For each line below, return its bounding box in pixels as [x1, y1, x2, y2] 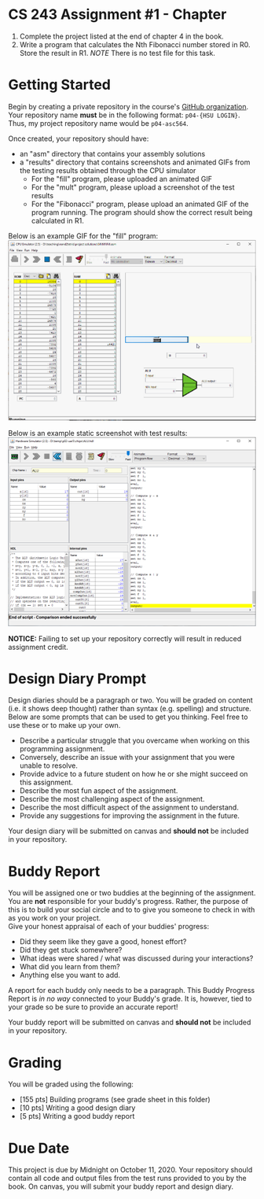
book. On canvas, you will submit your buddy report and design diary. [8, 1182, 234, 1191]
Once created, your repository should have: [8, 134, 149, 143]
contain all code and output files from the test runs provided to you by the [8, 1174, 247, 1183]
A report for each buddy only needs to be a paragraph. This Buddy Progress [8, 986, 255, 995]
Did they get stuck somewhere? [19, 946, 123, 955]
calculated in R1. [31, 216, 84, 225]
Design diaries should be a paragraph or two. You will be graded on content [8, 695, 253, 705]
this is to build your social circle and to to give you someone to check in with [8, 905, 255, 914]
